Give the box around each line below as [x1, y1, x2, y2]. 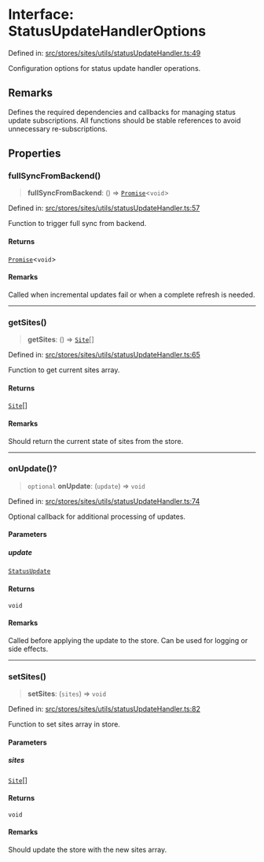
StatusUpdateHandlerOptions [8, 22, 207, 40]
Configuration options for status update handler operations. [8, 63, 201, 72]
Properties [8, 147, 61, 161]
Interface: [8, 6, 75, 24]
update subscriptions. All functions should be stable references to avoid [8, 116, 241, 125]
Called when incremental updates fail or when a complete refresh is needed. [8, 290, 255, 299]
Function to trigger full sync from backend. [8, 219, 147, 228]
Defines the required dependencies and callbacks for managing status [8, 107, 236, 117]
